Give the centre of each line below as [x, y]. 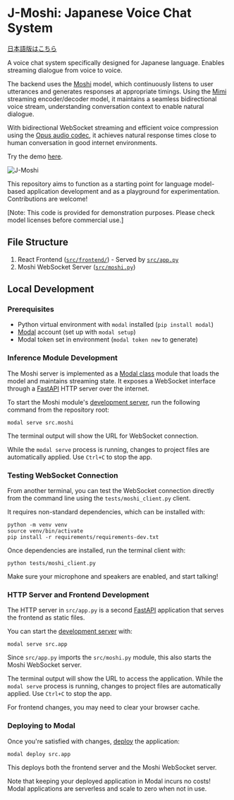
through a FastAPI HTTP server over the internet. [78, 388]
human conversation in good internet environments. [82, 142]
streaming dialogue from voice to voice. [65, 70]
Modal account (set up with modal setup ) [76, 332]
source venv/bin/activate [45, 531]
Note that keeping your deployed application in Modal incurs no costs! [109, 781]
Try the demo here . [35, 156]
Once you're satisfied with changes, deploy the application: [93, 741]
